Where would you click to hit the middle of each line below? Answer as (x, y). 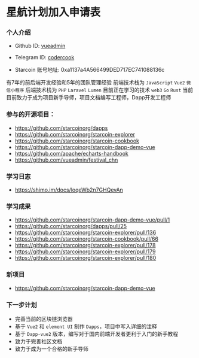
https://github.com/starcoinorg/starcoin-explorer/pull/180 (85, 258)
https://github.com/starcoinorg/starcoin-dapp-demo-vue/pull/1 (92, 220)
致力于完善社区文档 (39, 341)
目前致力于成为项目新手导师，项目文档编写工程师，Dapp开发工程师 (89, 98)
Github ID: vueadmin (40, 46)
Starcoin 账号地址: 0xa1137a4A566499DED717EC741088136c (90, 70)
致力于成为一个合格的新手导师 (51, 348)
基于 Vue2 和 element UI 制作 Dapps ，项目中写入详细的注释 (86, 326)
